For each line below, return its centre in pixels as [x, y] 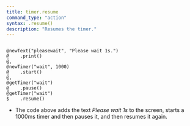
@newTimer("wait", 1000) [38, 67]
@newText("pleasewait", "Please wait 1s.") [63, 51]
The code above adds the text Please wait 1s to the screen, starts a [100, 110]
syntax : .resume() [30, 23]
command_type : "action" [37, 18]
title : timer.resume [33, 12]
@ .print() [24, 56]
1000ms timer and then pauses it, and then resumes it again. [91, 117]
